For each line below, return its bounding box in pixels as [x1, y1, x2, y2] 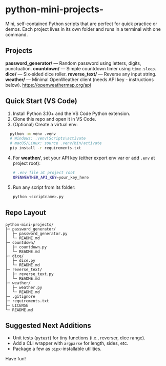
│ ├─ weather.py [5, 285, 43, 290]
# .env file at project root [12, 170, 75, 176]
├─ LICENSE [5, 303, 29, 308]
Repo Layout [5, 208, 46, 217]
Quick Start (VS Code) [5, 97, 78, 106]
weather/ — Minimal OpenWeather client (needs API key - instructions [5, 76, 154, 83]
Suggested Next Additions [5, 321, 91, 330]
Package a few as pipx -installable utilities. [12, 345, 101, 352]
